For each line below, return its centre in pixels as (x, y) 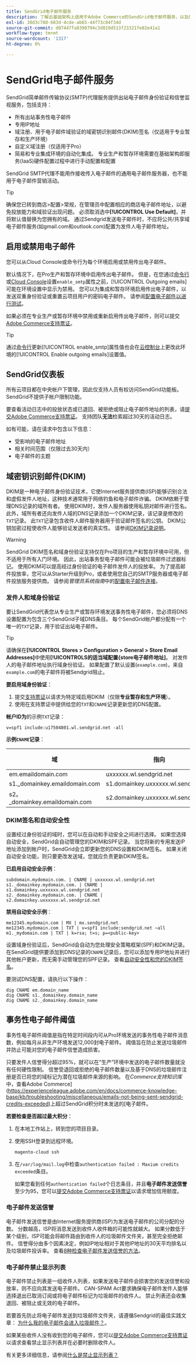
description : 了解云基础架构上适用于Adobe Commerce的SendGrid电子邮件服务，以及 (97, 17)
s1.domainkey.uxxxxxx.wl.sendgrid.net (53, 890)
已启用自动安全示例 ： (32, 869)
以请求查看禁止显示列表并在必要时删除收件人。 (62, 1342)
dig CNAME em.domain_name (37, 990)
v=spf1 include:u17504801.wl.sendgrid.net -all (65, 728)
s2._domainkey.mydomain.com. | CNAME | (55, 895)
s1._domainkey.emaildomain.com (55, 783)
